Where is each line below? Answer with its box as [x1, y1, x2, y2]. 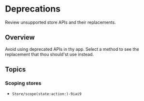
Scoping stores [5, 80, 42, 87]
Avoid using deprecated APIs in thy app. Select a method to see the [5, 46, 139, 52]
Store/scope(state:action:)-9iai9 [12, 92, 82, 97]
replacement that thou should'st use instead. [5, 51, 94, 57]
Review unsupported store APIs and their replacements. [5, 19, 116, 25]
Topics [5, 65, 26, 73]
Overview [5, 33, 35, 42]
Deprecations [5, 3, 61, 14]
